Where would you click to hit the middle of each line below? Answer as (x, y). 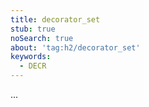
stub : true (33, 29)
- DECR (33, 66)
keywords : (31, 57)
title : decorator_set (55, 19)
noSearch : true (42, 38)
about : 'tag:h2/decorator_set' (75, 47)
